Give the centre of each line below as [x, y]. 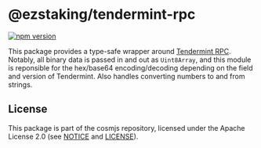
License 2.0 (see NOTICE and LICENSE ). [73, 136]
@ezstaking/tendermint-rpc [102, 14]
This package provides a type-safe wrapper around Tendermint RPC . [120, 51]
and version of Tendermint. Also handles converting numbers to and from [127, 76]
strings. [20, 85]
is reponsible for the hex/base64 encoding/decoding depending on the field [130, 67]
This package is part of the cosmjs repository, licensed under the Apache [127, 128]
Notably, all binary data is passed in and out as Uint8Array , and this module [130, 60]
